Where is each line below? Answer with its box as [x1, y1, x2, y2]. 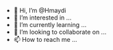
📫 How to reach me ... [13, 36, 77, 43]
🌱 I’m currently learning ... [13, 21, 87, 28]
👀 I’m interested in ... [13, 14, 72, 22]
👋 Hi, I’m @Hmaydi [13, 7, 66, 14]
